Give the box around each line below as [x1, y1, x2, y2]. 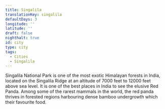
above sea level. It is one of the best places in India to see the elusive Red [5, 83, 159, 89]
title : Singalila [5, 7, 42, 13]
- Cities [10, 54, 28, 59]
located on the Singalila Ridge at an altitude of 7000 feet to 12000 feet [5, 78, 151, 84]
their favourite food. [5, 99, 47, 105]
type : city [5, 45, 28, 50]
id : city [5, 40, 24, 45]
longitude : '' [5, 21, 35, 27]
